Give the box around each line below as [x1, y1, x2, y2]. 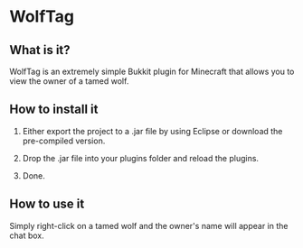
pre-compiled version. [22, 135, 106, 146]
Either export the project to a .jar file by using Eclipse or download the [22, 125, 283, 136]
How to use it [9, 197, 85, 212]
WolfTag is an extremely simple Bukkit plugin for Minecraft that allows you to [9, 66, 295, 77]
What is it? [9, 42, 71, 58]
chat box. [9, 230, 44, 241]
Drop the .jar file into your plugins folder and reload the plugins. [22, 152, 260, 163]
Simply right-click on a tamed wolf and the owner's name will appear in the [9, 220, 289, 231]
